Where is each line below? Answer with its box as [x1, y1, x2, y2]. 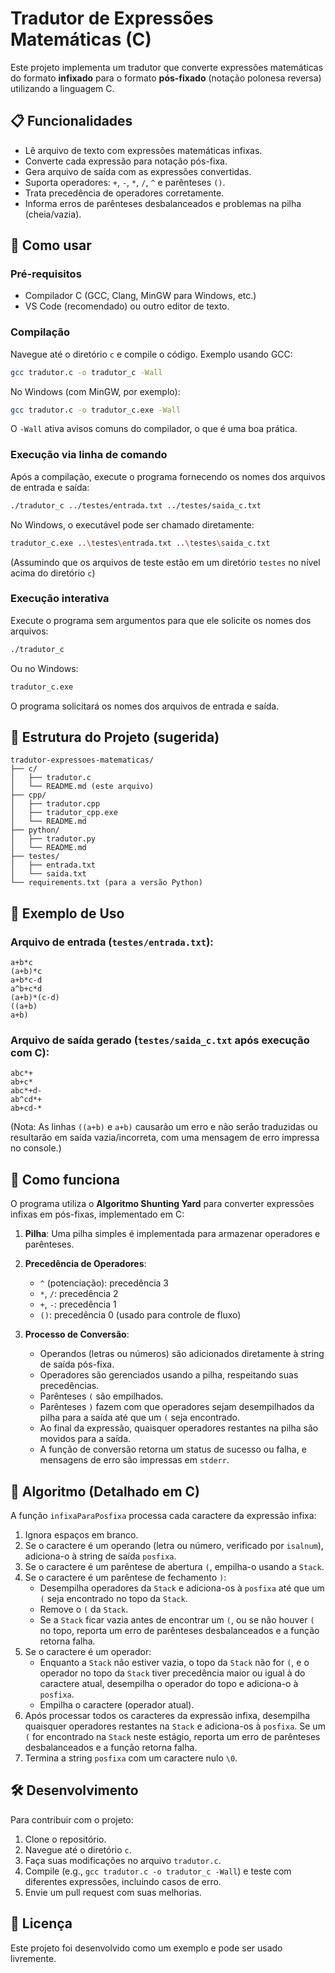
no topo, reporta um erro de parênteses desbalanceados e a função [39, 1625, 320, 1636]
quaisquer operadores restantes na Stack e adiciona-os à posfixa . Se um [24, 1720, 326, 1732]
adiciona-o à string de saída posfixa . [24, 1550, 177, 1562]
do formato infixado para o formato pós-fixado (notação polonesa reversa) [10, 72, 322, 84]
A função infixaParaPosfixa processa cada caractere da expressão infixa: [10, 1510, 317, 1521]
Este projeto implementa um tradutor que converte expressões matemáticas [10, 61, 324, 73]
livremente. [10, 1952, 57, 1964]
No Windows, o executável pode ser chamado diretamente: [10, 518, 255, 531]
